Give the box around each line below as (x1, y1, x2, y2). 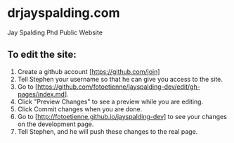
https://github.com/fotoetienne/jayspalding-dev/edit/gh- (37, 82, 200, 91)
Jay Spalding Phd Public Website (7, 28, 103, 37)
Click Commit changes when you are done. (17, 104, 143, 113)
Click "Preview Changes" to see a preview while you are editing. (17, 97, 204, 106)
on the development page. (17, 120, 94, 128)
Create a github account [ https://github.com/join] (17, 67, 160, 75)
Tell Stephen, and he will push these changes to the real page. (17, 127, 198, 135)
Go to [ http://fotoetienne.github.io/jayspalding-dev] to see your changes (17, 112, 227, 120)
